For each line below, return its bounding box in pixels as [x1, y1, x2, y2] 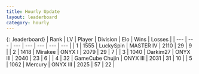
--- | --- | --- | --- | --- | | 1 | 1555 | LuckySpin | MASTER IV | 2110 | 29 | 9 [13, 42, 192, 49]
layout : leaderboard [6, 14, 58, 20]
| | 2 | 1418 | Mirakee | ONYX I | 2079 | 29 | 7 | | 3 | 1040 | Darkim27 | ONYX [6, 49, 191, 56]
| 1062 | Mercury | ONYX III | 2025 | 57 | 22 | [6, 61, 115, 68]
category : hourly [6, 20, 50, 25]
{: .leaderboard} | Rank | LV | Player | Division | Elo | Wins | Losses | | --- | [6, 36, 187, 43]
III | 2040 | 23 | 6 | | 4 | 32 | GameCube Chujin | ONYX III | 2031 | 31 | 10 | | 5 [6, 54, 192, 62]
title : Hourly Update [6, 8, 60, 15]
